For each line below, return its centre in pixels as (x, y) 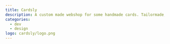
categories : (18, 19)
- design (19, 29)
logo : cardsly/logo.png (30, 33)
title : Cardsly (21, 10)
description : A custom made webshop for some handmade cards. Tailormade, (86, 15)
